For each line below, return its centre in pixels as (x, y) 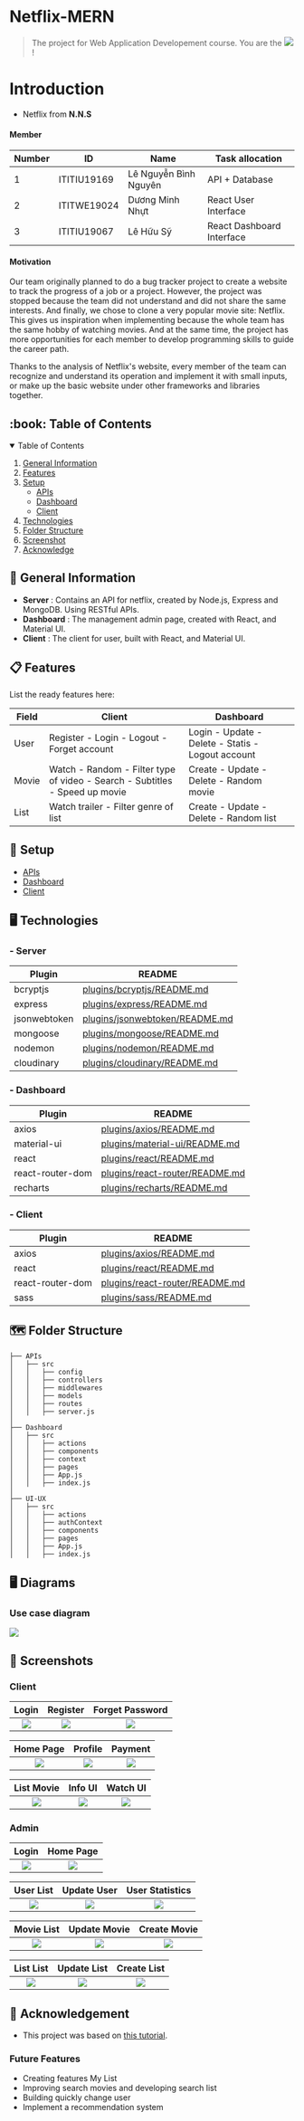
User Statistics (159, 1890)
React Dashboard (244, 226)
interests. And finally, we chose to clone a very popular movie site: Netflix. (147, 310)
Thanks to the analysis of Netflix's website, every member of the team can (148, 366)
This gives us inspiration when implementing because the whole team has (147, 320)
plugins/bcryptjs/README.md (146, 990)
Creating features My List (70, 2078)
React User (231, 200)
